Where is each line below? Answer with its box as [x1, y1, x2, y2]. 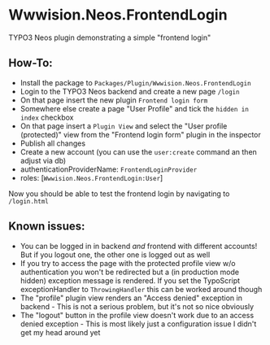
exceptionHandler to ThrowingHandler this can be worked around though [20, 284, 263, 294]
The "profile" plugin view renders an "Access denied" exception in [20, 293, 242, 303]
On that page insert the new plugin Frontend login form [20, 95, 208, 105]
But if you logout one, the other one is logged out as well [20, 250, 211, 260]
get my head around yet [20, 327, 101, 337]
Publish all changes [20, 138, 86, 148]
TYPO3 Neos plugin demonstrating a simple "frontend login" [8, 33, 211, 42]
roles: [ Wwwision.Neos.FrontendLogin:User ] [20, 172, 163, 182]
